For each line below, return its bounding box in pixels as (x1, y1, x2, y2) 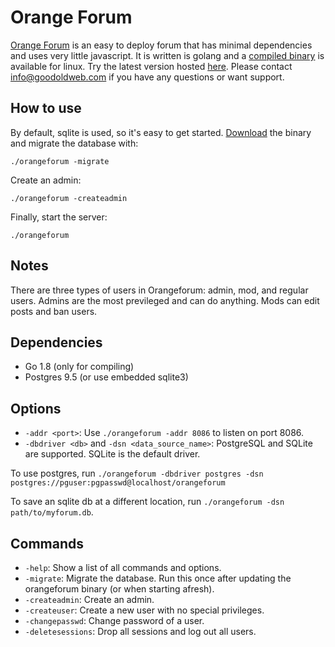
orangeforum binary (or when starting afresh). (24, 583, 215, 595)
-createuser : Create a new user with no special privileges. (24, 604, 265, 616)
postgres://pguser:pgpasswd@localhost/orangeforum (10, 478, 226, 488)
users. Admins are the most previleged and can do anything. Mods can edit (10, 294, 320, 306)
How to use (10, 100, 82, 117)
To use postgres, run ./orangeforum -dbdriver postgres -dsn (10, 467, 264, 480)
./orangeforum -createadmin (10, 193, 128, 203)
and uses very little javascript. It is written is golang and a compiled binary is (10, 49, 325, 61)
